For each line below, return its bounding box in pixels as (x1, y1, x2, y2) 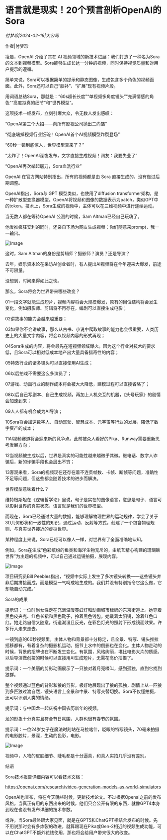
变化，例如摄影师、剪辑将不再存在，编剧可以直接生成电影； (5, 305, 127, 311)
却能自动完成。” (5, 585, 36, 592)
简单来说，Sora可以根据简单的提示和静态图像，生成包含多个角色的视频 (5, 77, 150, 83)
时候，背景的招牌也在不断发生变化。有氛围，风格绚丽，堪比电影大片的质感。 (5, 649, 162, 654)
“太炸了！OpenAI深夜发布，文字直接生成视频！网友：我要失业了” (5, 152, 138, 158)
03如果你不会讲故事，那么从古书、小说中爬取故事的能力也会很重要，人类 (5, 326, 155, 332)
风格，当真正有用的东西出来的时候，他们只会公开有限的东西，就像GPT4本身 (5, 800, 161, 806)
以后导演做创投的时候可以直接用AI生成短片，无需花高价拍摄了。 (5, 654, 136, 660)
